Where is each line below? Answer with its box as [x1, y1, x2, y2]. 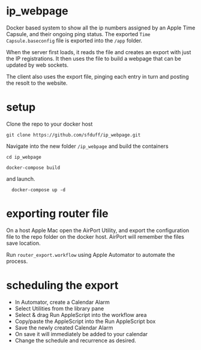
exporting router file [6, 207, 109, 221]
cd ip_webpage [6, 154, 42, 160]
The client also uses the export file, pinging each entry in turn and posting [6, 73, 189, 80]
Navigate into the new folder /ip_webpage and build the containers [6, 143, 169, 150]
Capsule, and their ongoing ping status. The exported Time [6, 30, 151, 37]
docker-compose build [6, 164, 61, 171]
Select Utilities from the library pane [14, 305, 104, 312]
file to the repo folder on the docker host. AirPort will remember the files [6, 233, 185, 240]
